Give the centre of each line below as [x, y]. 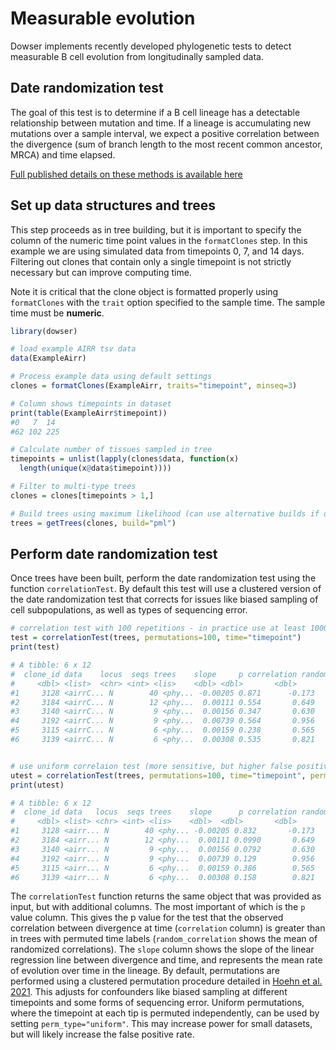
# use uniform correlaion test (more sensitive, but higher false [151, 766]
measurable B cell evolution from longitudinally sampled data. [137, 56]
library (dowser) [44, 331]
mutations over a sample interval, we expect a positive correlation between [165, 133]
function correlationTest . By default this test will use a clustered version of [166, 589]
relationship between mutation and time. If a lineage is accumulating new [161, 123]
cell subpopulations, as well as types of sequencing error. [129, 610]
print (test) [35, 647]
